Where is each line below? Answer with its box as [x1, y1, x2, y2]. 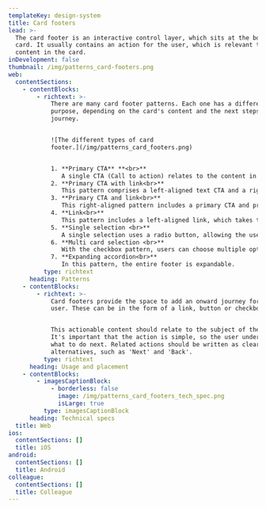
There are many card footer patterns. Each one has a [50, 100, 232, 108]
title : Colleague [15, 488, 73, 496]
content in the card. [15, 48, 87, 56]
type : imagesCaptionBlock [43, 407, 129, 414]
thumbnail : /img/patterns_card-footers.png [8, 63, 154, 71]
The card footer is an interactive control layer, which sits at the [15, 33, 249, 42]
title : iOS [15, 444, 51, 452]
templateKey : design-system [8, 11, 101, 20]
